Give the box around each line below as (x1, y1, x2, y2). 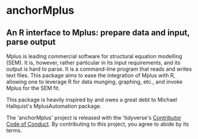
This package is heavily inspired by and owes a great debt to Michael (6, 96, 178, 103)
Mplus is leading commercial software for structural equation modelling (6, 53, 182, 60)
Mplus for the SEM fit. (6, 84, 60, 92)
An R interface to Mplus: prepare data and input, (6, 28, 190, 38)
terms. (6, 127, 22, 134)
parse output (6, 37, 56, 47)
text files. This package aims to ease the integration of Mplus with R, (6, 72, 176, 78)
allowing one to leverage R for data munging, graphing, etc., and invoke (6, 78, 183, 85)
